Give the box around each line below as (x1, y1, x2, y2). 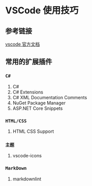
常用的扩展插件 (5, 57, 52, 66)
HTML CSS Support (12, 128, 54, 134)
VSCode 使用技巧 (5, 5, 79, 16)
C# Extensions (12, 89, 43, 95)
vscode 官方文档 (5, 41, 40, 47)
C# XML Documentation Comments (12, 94, 87, 100)
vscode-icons (12, 153, 42, 159)
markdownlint (12, 176, 42, 182)
